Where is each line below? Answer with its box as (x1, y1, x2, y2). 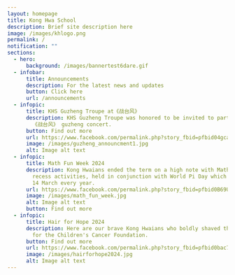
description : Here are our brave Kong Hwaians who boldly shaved (25, 225, 220, 232)
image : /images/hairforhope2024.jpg (25, 251, 133, 258)
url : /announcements (25, 95, 86, 102)
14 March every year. (32, 179, 96, 186)
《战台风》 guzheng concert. (32, 120, 112, 128)
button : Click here (25, 88, 83, 95)
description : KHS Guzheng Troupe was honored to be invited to (25, 114, 215, 121)
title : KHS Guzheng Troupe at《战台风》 (25, 108, 140, 115)
